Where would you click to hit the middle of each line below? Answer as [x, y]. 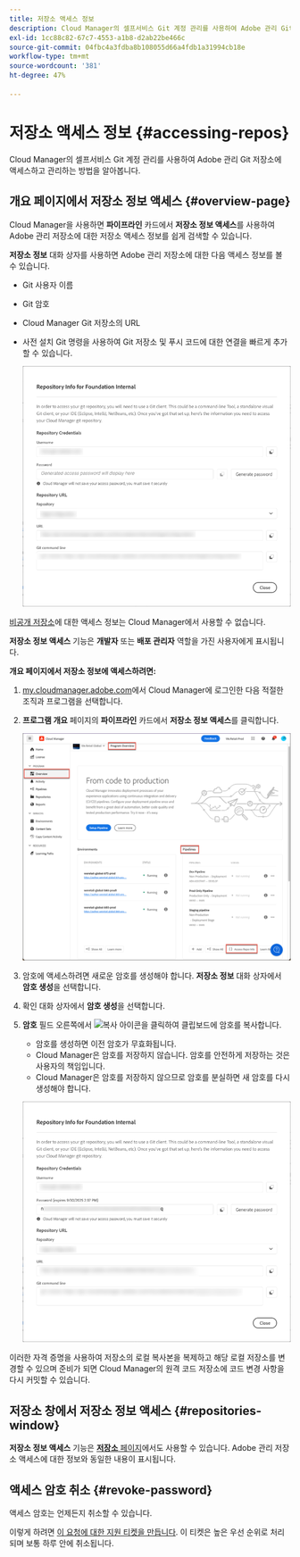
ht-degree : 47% [37, 76]
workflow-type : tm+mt [50, 57]
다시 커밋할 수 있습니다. [50, 1380]
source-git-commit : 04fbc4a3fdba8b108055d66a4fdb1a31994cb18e [127, 47]
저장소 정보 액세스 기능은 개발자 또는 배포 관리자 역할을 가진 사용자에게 [131, 641]
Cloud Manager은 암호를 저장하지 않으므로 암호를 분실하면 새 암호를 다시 [162, 1077]
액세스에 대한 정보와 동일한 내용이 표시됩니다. [97, 1459]
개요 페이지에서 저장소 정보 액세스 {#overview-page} [150, 201]
